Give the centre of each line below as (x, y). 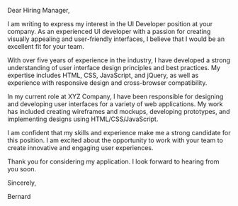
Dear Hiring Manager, (39, 10)
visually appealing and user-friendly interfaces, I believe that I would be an (116, 39)
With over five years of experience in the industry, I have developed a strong (119, 60)
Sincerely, (22, 183)
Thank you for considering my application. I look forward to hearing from (113, 161)
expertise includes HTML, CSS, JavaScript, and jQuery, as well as (103, 75)
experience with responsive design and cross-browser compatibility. (107, 83)
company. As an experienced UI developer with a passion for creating (109, 32)
